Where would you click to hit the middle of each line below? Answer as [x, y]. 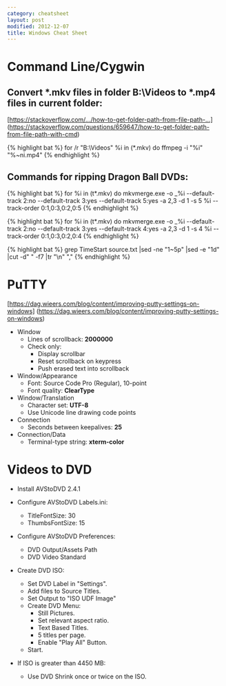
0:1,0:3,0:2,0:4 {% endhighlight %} [90, 236]
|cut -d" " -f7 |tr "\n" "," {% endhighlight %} [69, 257]
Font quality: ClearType [61, 390]
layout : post [26, 20]
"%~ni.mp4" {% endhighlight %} [53, 155]
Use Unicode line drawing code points [82, 412]
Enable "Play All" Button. [73, 642]
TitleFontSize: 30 [51, 516]
